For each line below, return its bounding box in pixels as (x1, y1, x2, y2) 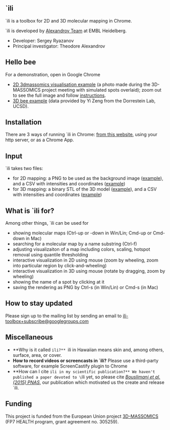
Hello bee (5, 58, 36, 67)
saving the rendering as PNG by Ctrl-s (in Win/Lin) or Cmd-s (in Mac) (12, 284, 158, 291)
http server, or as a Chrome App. (5, 137, 74, 143)
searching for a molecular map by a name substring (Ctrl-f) (12, 241, 137, 247)
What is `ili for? (5, 206, 55, 215)
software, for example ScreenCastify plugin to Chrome (12, 363, 128, 369)
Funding (5, 399, 32, 408)
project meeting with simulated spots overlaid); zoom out (41, 87, 162, 93)
